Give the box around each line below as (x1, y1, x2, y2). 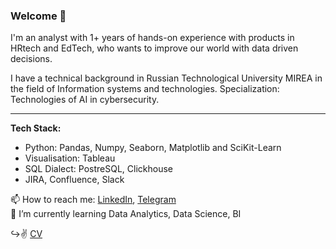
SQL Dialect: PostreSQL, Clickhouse (24, 163, 173, 175)
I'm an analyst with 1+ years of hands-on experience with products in (10, 32, 295, 44)
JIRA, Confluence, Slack (24, 174, 125, 186)
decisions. (10, 53, 53, 65)
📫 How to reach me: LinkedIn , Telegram (10, 194, 177, 206)
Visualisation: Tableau (24, 152, 116, 164)
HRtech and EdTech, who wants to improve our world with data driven (10, 42, 299, 54)
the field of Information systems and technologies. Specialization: (10, 83, 280, 95)
